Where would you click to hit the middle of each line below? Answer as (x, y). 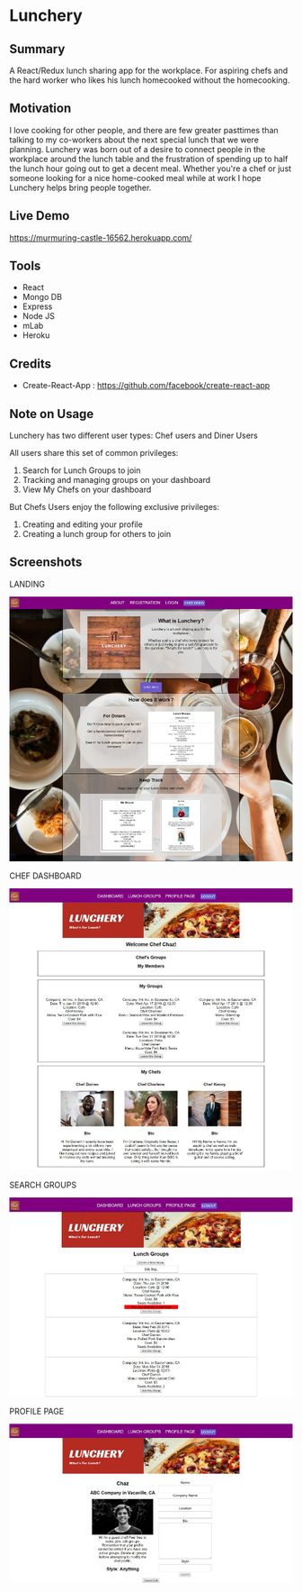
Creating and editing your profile (83, 524)
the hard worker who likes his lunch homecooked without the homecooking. (150, 80)
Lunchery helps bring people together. (80, 187)
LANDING (27, 584)
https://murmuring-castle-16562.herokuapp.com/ (101, 237)
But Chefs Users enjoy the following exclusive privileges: (115, 507)
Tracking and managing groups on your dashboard (116, 480)
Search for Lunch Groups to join (81, 470)
